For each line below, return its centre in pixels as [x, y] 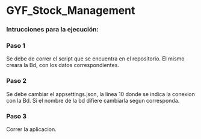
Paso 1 [16, 46]
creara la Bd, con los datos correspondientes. [63, 65]
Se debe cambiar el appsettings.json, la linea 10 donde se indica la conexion [101, 94]
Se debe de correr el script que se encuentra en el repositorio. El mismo [95, 59]
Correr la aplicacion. [32, 129]
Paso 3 [17, 116]
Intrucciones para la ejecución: [53, 30]
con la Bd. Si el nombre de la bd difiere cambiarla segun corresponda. [93, 100]
